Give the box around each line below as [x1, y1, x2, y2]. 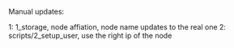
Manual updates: [8, 7, 65, 16]
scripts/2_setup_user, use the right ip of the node [8, 31, 172, 40]
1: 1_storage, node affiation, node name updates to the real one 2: [8, 22, 227, 31]
